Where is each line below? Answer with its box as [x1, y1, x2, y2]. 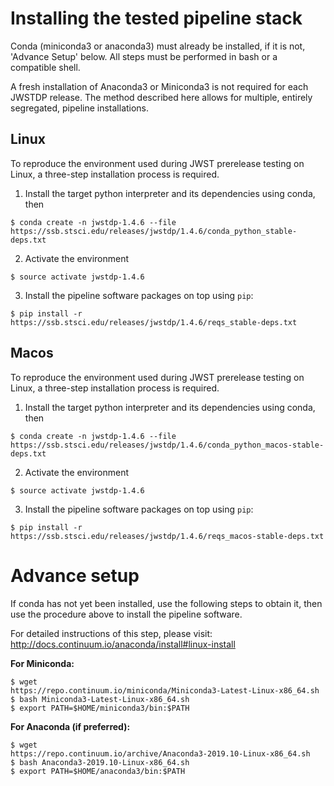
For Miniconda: [10, 657, 75, 669]
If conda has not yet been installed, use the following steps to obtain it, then [10, 597, 323, 609]
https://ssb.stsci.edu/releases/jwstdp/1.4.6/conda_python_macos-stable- [10, 440, 325, 450]
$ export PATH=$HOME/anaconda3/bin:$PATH [10, 766, 186, 776]
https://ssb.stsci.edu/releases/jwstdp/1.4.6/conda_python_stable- [10, 226, 298, 236]
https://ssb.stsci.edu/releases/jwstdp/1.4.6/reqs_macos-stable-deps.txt [10, 531, 325, 541]
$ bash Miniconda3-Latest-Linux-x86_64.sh [10, 694, 190, 704]
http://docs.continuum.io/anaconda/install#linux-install [10, 638, 236, 650]
